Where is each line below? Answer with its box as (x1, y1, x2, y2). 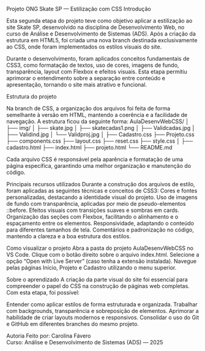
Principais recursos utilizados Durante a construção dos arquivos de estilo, (6, 181, 195, 187)
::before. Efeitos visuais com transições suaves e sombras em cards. (6, 206, 179, 214)
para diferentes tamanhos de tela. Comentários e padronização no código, (6, 226, 194, 233)
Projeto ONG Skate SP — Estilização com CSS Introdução (6, 6, 151, 12)
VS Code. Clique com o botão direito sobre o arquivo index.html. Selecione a (6, 251, 199, 258)
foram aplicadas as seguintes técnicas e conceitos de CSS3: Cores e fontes (6, 187, 198, 194)
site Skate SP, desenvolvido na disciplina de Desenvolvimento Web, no (6, 24, 185, 31)
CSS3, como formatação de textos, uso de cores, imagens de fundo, (6, 61, 179, 69)
